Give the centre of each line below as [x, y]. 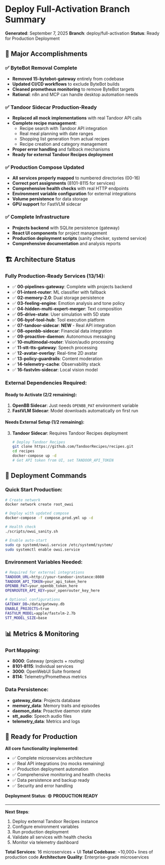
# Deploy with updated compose [37, 513]
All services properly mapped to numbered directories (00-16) [76, 178]
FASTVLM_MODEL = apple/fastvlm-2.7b [41, 613]
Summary [25, 19]
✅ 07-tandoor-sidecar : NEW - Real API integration [64, 326]
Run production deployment [40, 832]
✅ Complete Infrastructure [37, 217]
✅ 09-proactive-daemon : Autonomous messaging [64, 336]
